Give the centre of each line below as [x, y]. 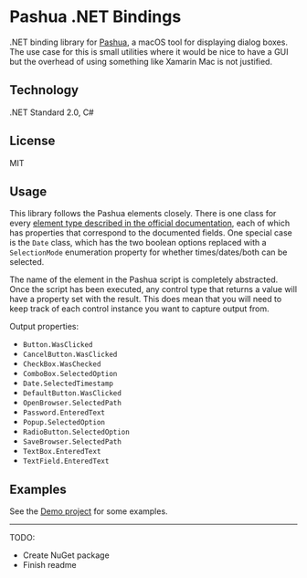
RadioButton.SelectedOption [76, 432]
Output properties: [44, 327]
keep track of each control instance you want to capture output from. [139, 309]
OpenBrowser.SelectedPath [72, 404]
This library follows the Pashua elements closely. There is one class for [143, 214]
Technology [44, 90]
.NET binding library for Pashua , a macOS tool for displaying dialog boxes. [148, 42]
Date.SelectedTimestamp [68, 384]
